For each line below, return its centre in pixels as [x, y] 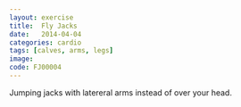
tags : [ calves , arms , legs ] [62, 51]
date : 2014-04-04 [46, 34]
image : [21, 59]
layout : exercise [42, 17]
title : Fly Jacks [43, 26]
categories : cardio [46, 42]
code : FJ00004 [36, 68]
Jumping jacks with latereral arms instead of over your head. [120, 92]
